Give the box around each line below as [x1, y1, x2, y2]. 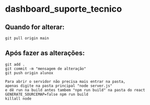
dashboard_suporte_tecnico [5, 3, 122, 15]
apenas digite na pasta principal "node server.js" [5, 83, 112, 88]
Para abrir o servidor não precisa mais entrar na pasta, [5, 79, 126, 84]
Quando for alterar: [5, 23, 65, 31]
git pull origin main [5, 36, 49, 41]
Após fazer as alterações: [5, 49, 85, 57]
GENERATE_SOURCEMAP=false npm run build [5, 92, 89, 97]
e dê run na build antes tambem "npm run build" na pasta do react [5, 87, 146, 92]
